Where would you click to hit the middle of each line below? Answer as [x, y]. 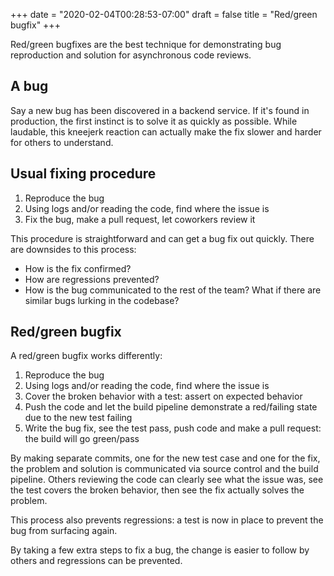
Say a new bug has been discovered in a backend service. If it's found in [160, 110]
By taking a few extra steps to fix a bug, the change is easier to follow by [160, 550]
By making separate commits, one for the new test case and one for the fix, [165, 458]
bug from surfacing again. [64, 531]
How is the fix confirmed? [78, 268]
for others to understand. [62, 142]
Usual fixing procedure [83, 174]
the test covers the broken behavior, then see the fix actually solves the [157, 490]
